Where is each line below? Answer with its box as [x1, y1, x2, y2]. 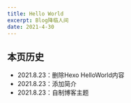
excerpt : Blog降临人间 [7, 17, 69, 24]
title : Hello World [7, 10, 64, 18]
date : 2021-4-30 [7, 23, 54, 30]
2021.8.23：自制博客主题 [17, 88, 89, 97]
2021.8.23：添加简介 [17, 80, 77, 88]
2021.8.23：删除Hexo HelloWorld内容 [17, 71, 125, 79]
